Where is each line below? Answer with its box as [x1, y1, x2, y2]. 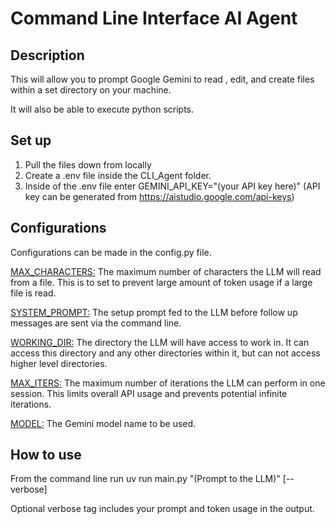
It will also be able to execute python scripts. [10, 103, 195, 115]
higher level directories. [10, 357, 108, 369]
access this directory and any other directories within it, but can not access [10, 347, 321, 359]
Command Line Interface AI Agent [10, 7, 298, 30]
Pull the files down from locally [24, 158, 152, 171]
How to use [10, 447, 82, 464]
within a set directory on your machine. [10, 84, 172, 96]
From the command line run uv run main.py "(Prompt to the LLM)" [10, 473, 281, 485]
